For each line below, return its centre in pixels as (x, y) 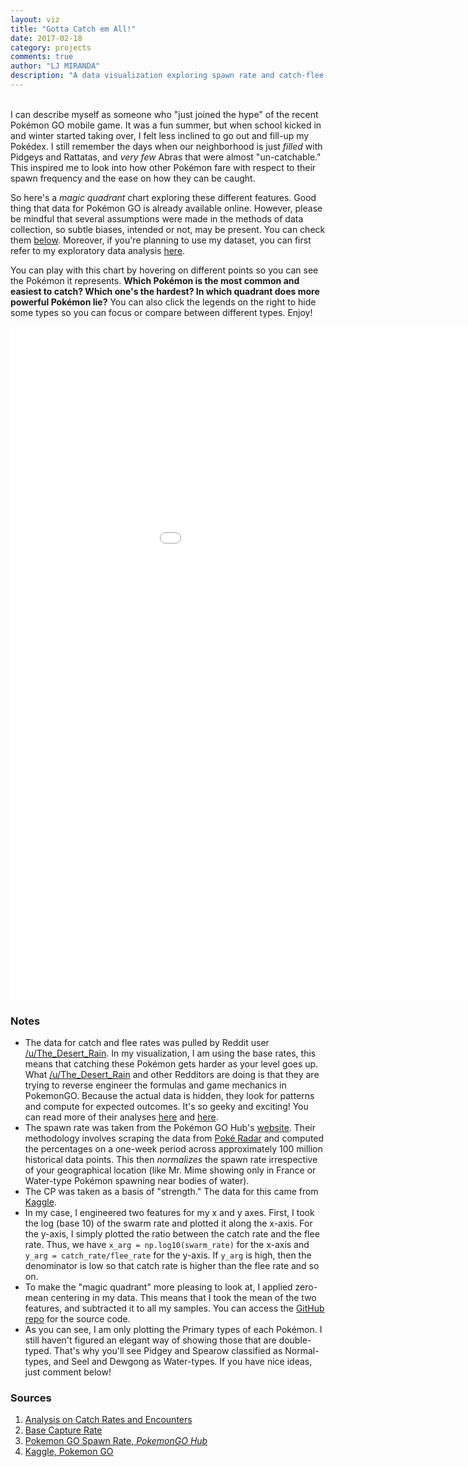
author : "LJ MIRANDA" (55, 66)
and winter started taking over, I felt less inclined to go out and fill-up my (160, 135)
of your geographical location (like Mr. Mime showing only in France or (170, 1170)
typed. (38, 1351)
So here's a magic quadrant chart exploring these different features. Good (163, 197)
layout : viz (35, 19)
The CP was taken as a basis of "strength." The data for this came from (171, 1192)
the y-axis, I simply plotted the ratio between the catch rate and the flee (172, 1234)
